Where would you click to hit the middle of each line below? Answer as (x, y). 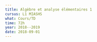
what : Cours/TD (20, 18)
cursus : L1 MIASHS (24, 14)
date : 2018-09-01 (23, 32)
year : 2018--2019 (23, 28)
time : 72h (15, 23)
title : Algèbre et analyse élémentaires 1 (48, 9)
